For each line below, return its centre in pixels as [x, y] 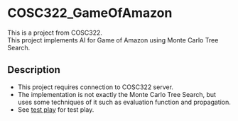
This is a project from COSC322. [55, 33]
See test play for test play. [56, 109]
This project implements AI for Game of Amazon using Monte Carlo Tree [113, 40]
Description [34, 70]
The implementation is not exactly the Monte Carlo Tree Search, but [117, 94]
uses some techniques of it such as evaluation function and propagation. [124, 102]
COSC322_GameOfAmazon [90, 13]
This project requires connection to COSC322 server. [96, 87]
